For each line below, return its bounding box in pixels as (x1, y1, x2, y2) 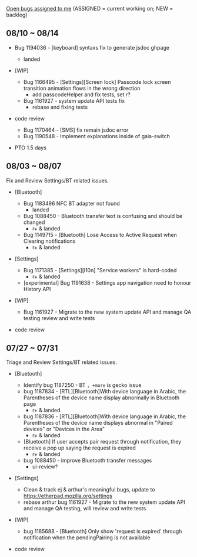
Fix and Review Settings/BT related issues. (6, 177, 109, 184)
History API (23, 285, 51, 292)
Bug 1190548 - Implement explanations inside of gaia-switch (23, 132, 171, 139)
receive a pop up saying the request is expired (23, 444, 136, 451)
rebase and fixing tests (32, 103, 88, 110)
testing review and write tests (23, 314, 95, 321)
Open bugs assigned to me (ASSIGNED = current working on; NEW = (6, 5, 173, 12)
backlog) (6, 11, 28, 18)
